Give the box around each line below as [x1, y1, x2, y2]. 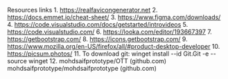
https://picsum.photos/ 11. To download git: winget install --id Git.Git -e [7, 49, 209, 58]
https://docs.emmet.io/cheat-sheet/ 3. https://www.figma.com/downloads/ [7, 13, 221, 21]
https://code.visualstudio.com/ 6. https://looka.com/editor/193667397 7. [7, 27, 213, 36]
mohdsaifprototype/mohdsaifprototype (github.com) [7, 65, 157, 72]
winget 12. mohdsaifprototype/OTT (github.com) [28, 57, 167, 65]
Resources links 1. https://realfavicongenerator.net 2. [7, 6, 158, 14]
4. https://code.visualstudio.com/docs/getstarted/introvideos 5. [7, 21, 188, 28]
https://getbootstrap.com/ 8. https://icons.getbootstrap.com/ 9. [7, 35, 188, 43]
